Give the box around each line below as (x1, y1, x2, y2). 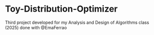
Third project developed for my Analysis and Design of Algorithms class (5, 19, 150, 25)
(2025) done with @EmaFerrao (5, 24, 67, 30)
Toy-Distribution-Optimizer (5, 3, 118, 15)
